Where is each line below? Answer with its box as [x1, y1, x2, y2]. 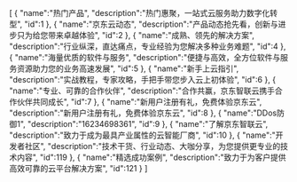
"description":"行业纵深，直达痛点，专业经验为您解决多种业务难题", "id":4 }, [9, 41, 286, 51]
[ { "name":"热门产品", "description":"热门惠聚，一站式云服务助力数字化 [9, 8, 270, 18]
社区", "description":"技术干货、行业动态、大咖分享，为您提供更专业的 [24, 141, 281, 151]
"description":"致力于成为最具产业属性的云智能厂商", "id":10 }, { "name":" [9, 130, 277, 140]
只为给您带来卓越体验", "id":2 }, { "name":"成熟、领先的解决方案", [16, 30, 255, 40]
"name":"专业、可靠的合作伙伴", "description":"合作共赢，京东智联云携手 [9, 85, 276, 96]
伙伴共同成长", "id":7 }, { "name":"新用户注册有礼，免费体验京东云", [16, 97, 262, 107]
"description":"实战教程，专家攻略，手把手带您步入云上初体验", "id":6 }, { [9, 75, 277, 84]
